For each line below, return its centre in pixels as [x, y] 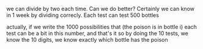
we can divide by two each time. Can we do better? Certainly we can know [100, 9]
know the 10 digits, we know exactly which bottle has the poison [87, 40]
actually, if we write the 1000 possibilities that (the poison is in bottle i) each [102, 27]
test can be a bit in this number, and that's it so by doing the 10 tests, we [97, 33]
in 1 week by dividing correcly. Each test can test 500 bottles [83, 15]
